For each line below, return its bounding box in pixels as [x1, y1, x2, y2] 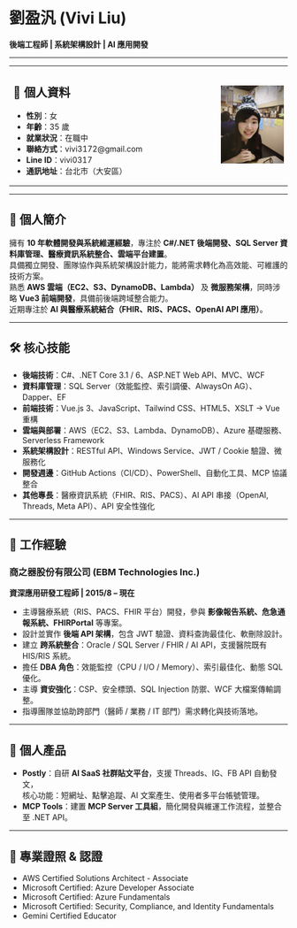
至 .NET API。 [21, 812, 73, 823]
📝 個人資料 [12, 85, 71, 100]
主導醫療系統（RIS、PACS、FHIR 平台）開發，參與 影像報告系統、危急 [21, 607, 278, 617]
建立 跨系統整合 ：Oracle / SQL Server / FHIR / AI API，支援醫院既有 [21, 640, 268, 650]
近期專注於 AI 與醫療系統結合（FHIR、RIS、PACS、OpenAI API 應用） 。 [9, 303, 268, 314]
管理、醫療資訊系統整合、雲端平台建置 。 [24, 249, 172, 259]
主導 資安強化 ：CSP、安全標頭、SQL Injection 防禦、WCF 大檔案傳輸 [21, 684, 274, 694]
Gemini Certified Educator [21, 910, 118, 921]
